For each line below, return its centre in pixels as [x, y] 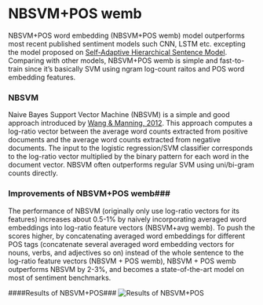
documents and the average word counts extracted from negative [115, 140]
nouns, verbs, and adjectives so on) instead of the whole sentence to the [126, 252]
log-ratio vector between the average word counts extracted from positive [128, 131]
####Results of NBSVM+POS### [62, 292]
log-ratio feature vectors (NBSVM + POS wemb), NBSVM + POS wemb [122, 261]
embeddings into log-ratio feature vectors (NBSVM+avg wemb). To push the [131, 227]
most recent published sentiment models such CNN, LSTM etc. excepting [127, 43]
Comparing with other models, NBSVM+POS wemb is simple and [113, 61]
